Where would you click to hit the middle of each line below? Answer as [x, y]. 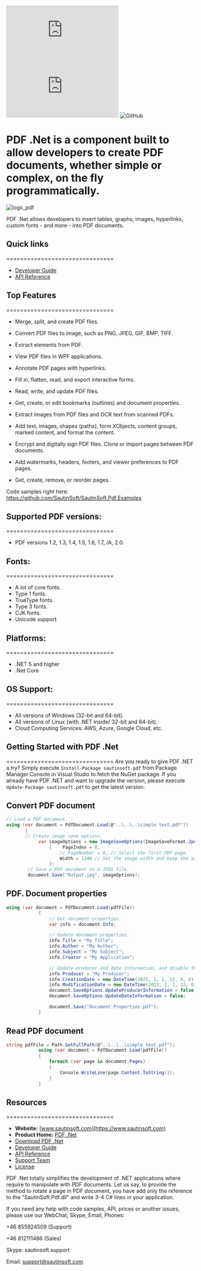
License [25, 1167]
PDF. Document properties [57, 894]
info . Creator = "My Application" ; [92, 957]
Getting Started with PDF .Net [62, 747]
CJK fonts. [28, 613]
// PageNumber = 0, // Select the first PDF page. [124, 853]
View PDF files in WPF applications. [59, 356]
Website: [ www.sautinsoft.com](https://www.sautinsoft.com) [90, 1128]
